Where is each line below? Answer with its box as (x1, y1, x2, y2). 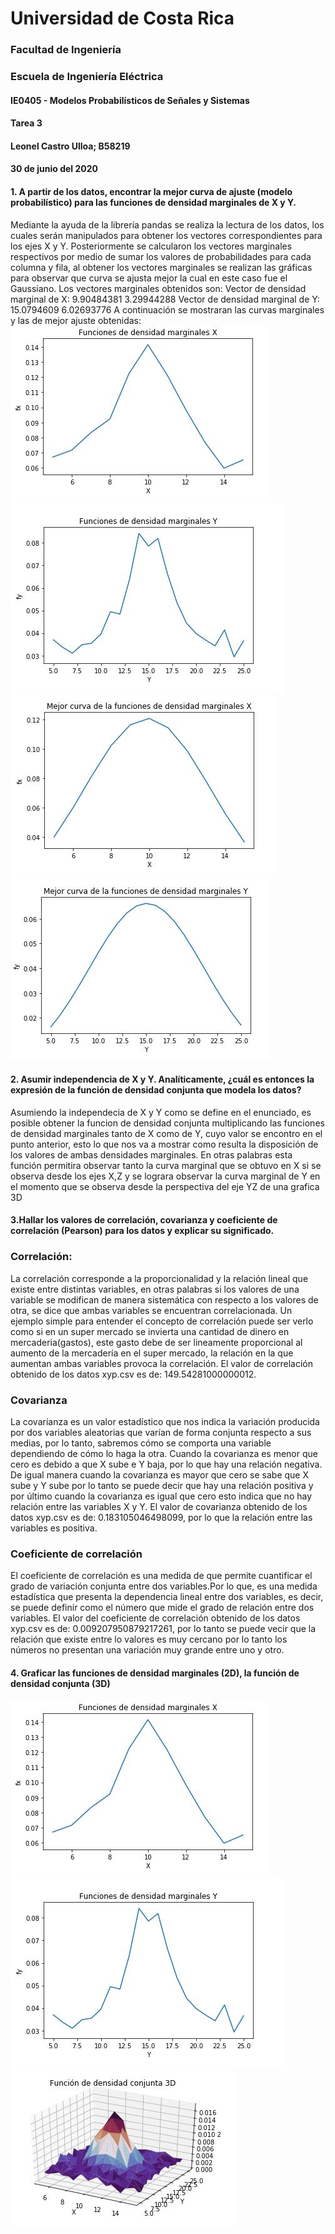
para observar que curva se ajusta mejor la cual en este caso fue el (10, 272, 288, 284)
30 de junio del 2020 (10, 163, 98, 175)
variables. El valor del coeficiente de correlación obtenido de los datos (10, 1612, 301, 1624)
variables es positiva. (10, 1522, 98, 1534)
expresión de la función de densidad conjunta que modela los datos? (10, 1084, 302, 1096)
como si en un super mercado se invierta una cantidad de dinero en (10, 1325, 290, 1337)
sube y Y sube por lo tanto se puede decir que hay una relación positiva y (10, 1480, 314, 1491)
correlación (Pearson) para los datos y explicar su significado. (10, 1225, 275, 1237)
